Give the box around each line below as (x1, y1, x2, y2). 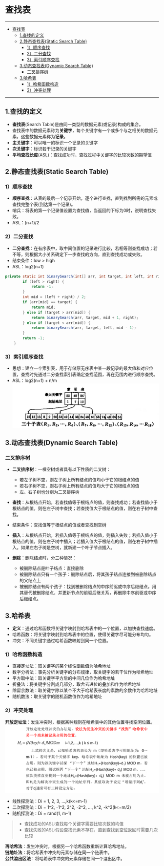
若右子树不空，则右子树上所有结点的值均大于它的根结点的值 (19, 483, 140, 489)
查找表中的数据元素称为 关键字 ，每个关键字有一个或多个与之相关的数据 (12, 127, 154, 133)
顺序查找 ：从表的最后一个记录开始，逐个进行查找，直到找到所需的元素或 (12, 195, 158, 201)
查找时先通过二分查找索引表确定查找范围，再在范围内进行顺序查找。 (20, 372, 158, 378)
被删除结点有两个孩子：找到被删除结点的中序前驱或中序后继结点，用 (19, 584, 157, 590)
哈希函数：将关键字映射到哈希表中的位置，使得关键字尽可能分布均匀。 (12, 632, 154, 637)
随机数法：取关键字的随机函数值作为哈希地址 (12, 694, 102, 699)
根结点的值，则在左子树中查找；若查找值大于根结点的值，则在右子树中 (12, 506, 154, 511)
